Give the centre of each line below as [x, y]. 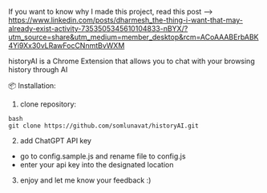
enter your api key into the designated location [97, 165]
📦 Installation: [32, 86]
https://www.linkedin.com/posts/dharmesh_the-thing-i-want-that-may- [125, 20]
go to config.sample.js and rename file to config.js [103, 156]
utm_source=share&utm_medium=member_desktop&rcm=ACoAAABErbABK [133, 37]
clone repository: [48, 104]
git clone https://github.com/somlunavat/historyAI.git [103, 126]
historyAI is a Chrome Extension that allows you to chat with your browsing [131, 61]
